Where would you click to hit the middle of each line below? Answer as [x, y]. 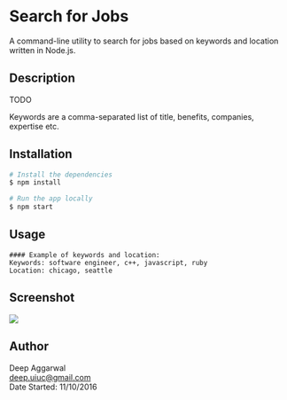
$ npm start [31, 207]
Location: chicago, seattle [61, 271]
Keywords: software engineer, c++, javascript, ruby [109, 263]
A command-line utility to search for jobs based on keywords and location [144, 41]
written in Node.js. [43, 50]
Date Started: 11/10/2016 [53, 387]
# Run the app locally [51, 199]
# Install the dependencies [61, 175]
